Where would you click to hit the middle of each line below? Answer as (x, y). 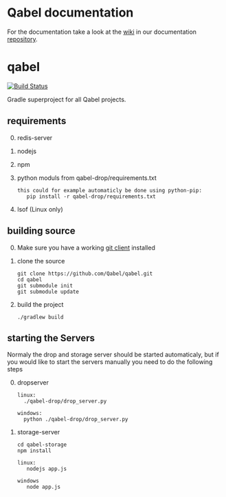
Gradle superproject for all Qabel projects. (67, 99)
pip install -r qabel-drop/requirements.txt (91, 196)
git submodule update (48, 292)
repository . (22, 39)
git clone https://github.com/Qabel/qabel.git (85, 274)
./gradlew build (40, 317)
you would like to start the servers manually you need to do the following (110, 362)
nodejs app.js (47, 469)
